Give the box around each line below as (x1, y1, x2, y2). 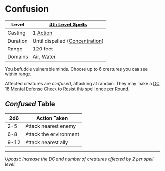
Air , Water (32, 53, 55, 60)
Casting (7, 29, 26, 36)
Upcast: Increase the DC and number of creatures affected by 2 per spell (5, 156, 154, 162)
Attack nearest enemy (25, 122, 76, 129)
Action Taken (36, 114, 68, 121)
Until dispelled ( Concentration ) (32, 37, 104, 44)
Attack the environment (25, 131, 80, 138)
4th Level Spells (49, 21, 87, 28)
